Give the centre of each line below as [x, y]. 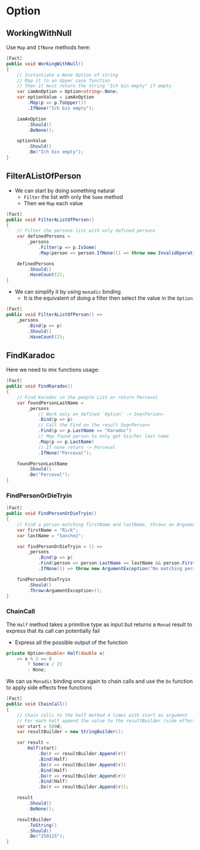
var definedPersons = [43, 236]
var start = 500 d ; [40, 726]
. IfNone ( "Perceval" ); [65, 453]
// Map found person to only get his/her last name [103, 436]
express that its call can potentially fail [53, 630]
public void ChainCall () [37, 704]
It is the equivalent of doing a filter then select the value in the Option [108, 298]
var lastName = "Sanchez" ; [50, 535]
